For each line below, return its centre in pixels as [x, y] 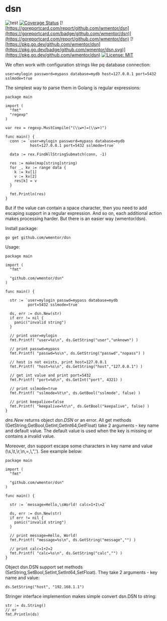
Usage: [13, 247]
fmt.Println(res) [28, 194]
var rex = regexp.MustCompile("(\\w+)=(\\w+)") [56, 128]
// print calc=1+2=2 [31, 549]
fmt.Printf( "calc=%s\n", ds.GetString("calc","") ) [66, 553]
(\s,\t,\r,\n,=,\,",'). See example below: [44, 451]
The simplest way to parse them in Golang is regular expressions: [73, 88]
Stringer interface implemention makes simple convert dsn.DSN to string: [81, 596]
